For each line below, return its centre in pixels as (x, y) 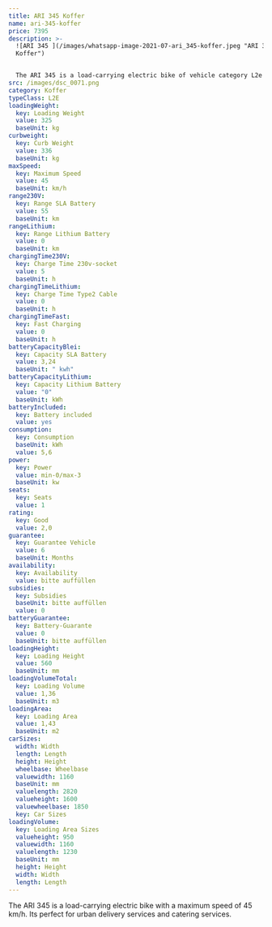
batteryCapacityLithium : (50, 377)
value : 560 (34, 663)
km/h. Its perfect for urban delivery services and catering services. (120, 914)
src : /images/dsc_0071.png (54, 83)
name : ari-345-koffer (45, 24)
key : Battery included (54, 414)
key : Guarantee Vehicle (55, 543)
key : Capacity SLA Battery (61, 354)
